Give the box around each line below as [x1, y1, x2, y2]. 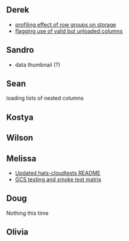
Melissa [6, 153, 37, 163]
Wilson [6, 133, 33, 143]
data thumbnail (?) [14, 61, 60, 68]
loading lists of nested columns [6, 94, 84, 102]
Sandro [6, 45, 34, 55]
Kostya [6, 112, 34, 122]
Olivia [6, 227, 29, 237]
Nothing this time [6, 209, 49, 217]
